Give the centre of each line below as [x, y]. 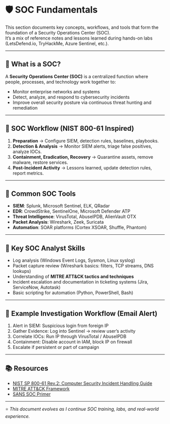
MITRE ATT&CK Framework [41, 388]
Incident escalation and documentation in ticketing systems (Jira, [80, 282]
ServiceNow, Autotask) [36, 288]
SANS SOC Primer [32, 394]
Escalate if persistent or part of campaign [56, 347]
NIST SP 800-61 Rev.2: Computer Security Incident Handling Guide [82, 383]
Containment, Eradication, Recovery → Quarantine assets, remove [83, 157]
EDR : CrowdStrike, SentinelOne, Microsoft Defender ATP [71, 211]
